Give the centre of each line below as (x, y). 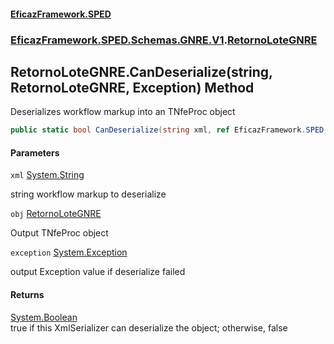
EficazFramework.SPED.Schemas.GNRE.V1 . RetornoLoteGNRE (164, 40)
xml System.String (47, 175)
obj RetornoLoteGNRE (56, 214)
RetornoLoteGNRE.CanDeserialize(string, (141, 71)
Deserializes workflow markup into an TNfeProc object (123, 112)
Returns (27, 294)
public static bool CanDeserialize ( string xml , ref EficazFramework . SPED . (169, 130)
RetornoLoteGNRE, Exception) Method (132, 87)
